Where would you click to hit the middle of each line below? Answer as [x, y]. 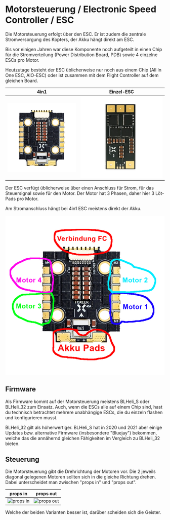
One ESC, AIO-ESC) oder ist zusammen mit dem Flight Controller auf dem [82, 75]
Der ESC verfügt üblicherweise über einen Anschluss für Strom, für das [80, 188]
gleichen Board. [22, 81]
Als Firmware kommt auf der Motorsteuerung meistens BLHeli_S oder [77, 402]
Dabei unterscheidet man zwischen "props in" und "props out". [71, 483]
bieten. [13, 444]
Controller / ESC [40, 20]
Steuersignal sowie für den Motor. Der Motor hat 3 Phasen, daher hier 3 [80, 193]
